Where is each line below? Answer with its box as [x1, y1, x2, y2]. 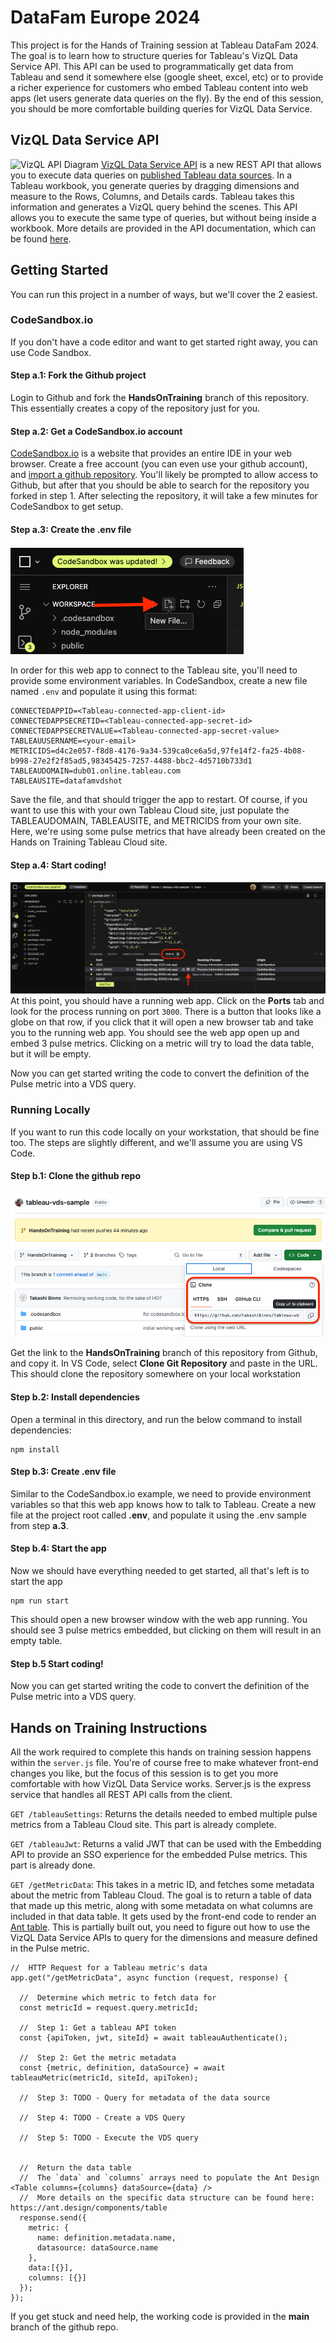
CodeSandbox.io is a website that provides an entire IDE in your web [10, 447, 293, 460]
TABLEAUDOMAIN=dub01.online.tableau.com [10, 766, 182, 776]
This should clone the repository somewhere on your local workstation [10, 1368, 301, 1380]
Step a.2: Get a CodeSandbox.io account [10, 425, 183, 437]
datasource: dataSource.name [36, 2243, 159, 2253]
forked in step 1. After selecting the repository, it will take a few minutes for [10, 490, 318, 502]
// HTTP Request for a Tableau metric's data [10, 1963, 208, 1973]
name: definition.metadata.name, [36, 2233, 177, 2243]
